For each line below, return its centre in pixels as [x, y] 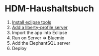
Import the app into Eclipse [40, 32]
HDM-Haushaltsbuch [49, 9]
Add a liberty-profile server [40, 27]
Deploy [19, 48]
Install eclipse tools [32, 22]
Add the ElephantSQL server [41, 43]
